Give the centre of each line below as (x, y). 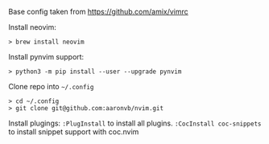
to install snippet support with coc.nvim (74, 132)
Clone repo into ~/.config (51, 86)
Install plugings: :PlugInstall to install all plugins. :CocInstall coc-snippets (135, 123)
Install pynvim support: (46, 57)
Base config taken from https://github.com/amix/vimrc (99, 12)
